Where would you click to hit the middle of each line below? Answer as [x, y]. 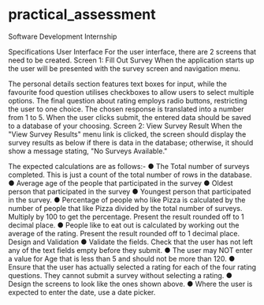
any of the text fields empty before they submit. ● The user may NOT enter [130, 250]
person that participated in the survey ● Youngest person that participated [130, 191]
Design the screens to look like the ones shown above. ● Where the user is [130, 284]
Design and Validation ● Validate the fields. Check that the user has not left [131, 242]
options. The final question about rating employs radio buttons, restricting [128, 100]
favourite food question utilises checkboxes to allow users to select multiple [131, 92]
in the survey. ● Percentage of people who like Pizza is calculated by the [127, 200]
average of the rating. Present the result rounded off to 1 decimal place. [124, 233]
